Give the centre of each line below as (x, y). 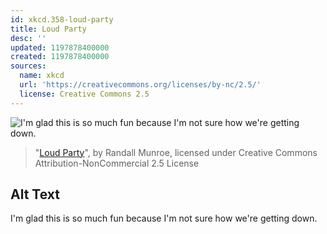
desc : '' (28, 38)
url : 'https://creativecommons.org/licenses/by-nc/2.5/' (140, 85)
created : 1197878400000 (60, 57)
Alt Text (35, 194)
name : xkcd (42, 76)
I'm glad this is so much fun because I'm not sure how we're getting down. (164, 218)
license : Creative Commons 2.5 (84, 94)
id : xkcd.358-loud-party (62, 19)
